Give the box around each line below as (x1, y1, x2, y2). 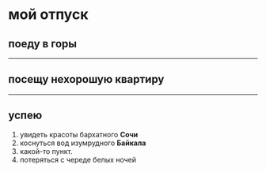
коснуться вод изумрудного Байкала (19, 138, 146, 148)
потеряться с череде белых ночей (19, 155, 137, 164)
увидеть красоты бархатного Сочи (19, 129, 139, 139)
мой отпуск (8, 6, 89, 24)
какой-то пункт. (19, 146, 73, 155)
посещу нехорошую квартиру (8, 73, 165, 86)
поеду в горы (8, 37, 78, 50)
